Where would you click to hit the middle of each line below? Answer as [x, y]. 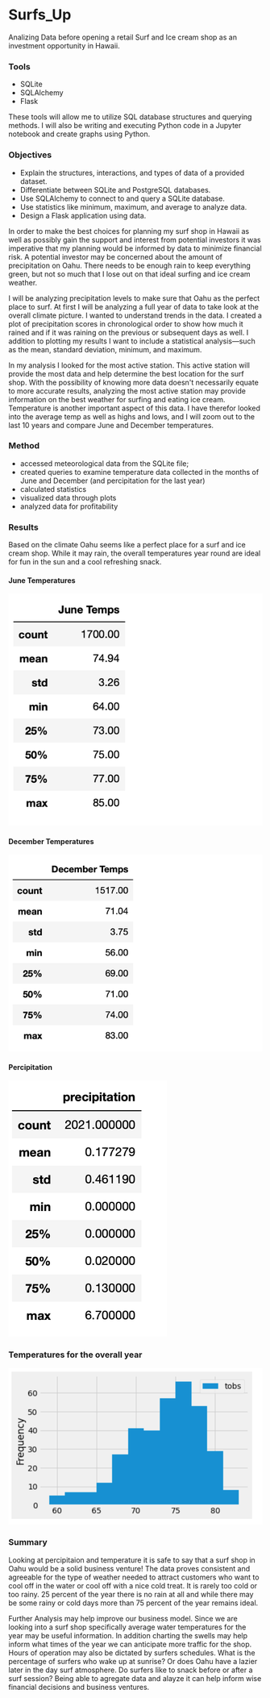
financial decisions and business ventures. [79, 1687]
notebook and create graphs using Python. [79, 134]
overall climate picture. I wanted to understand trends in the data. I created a [135, 315]
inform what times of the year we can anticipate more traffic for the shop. [130, 1644]
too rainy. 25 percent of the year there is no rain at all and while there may [131, 1594]
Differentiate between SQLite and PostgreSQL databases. [115, 189]
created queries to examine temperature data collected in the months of [139, 472]
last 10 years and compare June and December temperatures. [111, 425]
